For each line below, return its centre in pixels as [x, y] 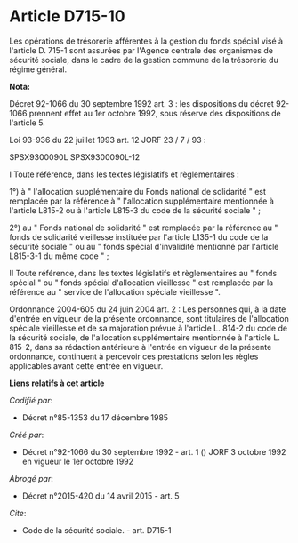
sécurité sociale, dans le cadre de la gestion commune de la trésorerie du [144, 60]
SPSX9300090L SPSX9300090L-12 [75, 156]
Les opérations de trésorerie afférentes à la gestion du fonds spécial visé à [146, 41]
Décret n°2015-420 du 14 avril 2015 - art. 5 [101, 496]
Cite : [18, 513]
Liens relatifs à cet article [57, 383]
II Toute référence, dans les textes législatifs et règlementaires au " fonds [143, 273]
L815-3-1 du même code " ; [59, 256]
